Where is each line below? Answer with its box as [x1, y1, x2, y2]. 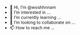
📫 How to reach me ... [9, 25, 55, 30]
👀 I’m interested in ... [9, 9, 51, 15]
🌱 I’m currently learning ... [9, 15, 62, 20]
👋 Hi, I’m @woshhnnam [9, 5, 56, 10]
